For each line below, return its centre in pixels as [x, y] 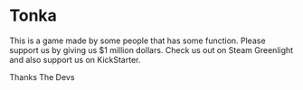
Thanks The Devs [42, 76]
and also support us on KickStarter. [75, 59]
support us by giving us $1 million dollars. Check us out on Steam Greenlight [151, 49]
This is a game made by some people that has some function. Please [137, 40]
